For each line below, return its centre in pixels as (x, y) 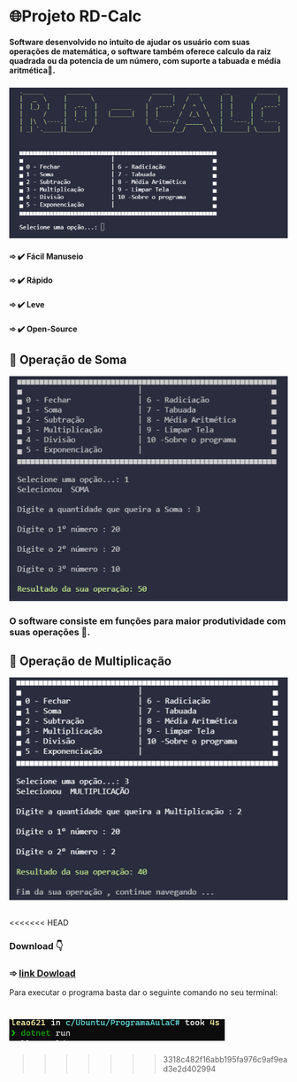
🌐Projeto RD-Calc (76, 16)
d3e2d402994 (190, 1069)
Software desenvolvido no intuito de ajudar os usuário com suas (129, 42)
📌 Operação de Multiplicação (91, 661)
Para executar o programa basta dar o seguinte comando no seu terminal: (144, 992)
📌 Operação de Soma (68, 359)
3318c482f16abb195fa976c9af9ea (225, 1060)
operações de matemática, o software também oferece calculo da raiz (140, 51)
